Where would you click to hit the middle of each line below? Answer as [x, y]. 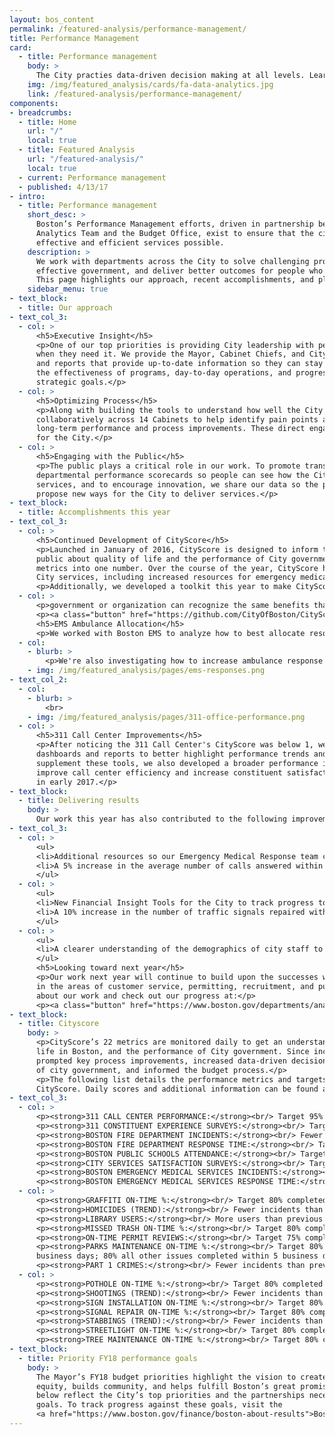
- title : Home [47, 122]
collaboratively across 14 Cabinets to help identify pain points [177, 419]
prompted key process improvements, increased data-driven [161, 1061]
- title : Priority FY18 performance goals [108, 1358]
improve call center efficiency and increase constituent [159, 772]
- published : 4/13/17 [63, 187]
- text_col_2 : [39, 680]
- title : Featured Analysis [77, 150]
